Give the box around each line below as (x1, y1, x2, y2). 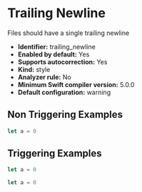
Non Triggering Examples (7, 108, 123, 121)
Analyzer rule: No (17, 73, 71, 81)
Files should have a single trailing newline (7, 29, 130, 37)
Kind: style (17, 65, 51, 74)
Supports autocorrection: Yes (17, 57, 108, 66)
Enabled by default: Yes (17, 50, 90, 59)
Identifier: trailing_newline (17, 42, 96, 51)
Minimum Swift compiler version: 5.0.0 (17, 80, 135, 89)
